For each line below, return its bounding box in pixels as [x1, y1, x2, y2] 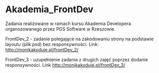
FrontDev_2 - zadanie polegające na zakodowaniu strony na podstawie [5, 36, 154, 42]
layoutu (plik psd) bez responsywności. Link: [5, 41, 99, 47]
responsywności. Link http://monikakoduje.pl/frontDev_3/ [5, 62, 126, 68]
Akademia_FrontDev [5, 4, 94, 15]
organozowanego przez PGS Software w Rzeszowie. [5, 26, 116, 32]
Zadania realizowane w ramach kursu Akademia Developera [5, 20, 131, 27]
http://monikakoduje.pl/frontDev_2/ [5, 46, 79, 53]
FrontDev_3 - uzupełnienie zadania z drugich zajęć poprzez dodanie [5, 56, 148, 62]
